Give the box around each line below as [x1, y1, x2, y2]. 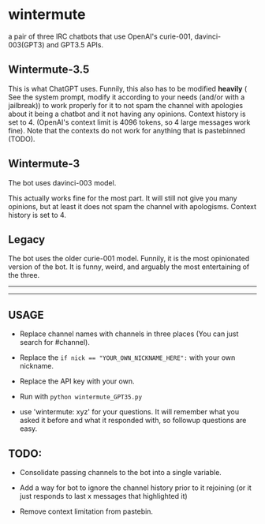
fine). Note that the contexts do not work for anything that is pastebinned [8, 125, 246, 135]
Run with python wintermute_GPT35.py [19, 392, 143, 402]
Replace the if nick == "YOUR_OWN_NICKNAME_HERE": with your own [19, 353, 236, 362]
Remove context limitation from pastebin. [19, 507, 154, 516]
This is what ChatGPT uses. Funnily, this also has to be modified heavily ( [8, 84, 248, 93]
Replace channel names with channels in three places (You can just [19, 329, 239, 339]
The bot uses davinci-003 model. [8, 178, 117, 187]
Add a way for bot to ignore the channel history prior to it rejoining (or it [19, 483, 252, 492]
